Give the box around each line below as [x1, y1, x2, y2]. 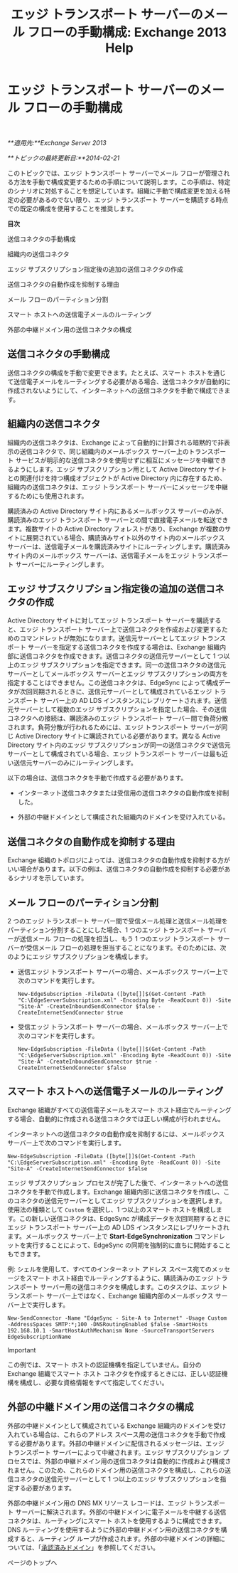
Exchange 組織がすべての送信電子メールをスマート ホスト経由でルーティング [7, 1106, 232, 1114]
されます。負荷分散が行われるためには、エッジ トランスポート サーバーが [7, 723, 222, 731]
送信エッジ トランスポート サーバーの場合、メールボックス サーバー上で [17, 968, 229, 975]
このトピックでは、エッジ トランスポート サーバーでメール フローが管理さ [7, 169, 224, 177]
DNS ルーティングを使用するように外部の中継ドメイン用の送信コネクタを [7, 1525, 222, 1534]
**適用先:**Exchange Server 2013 [7, 138, 107, 147]
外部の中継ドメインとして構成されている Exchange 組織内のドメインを [7, 1421, 214, 1430]
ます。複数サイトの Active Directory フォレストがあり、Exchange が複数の [7, 524, 225, 533]
